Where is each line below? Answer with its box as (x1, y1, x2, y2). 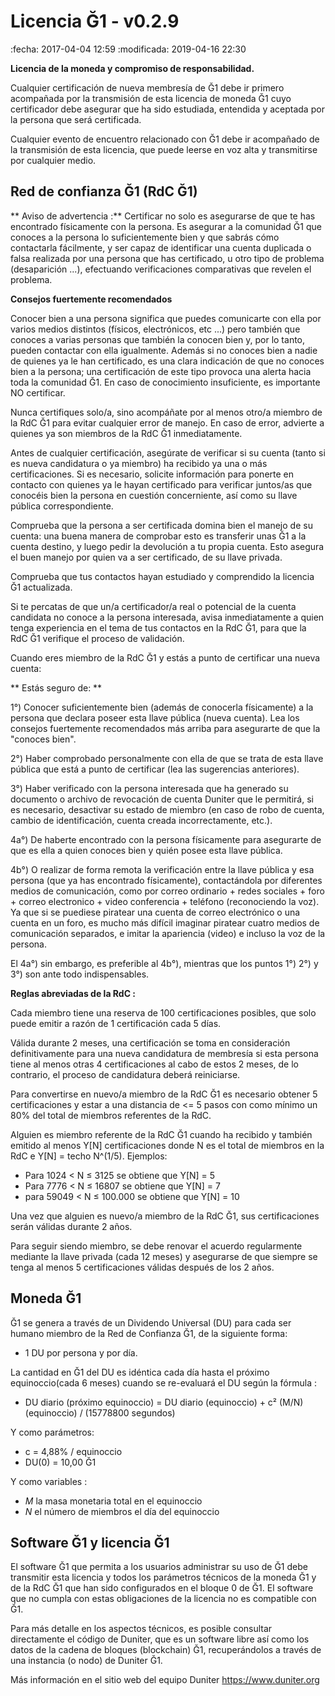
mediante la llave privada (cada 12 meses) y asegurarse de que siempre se (10, 1250, 318, 1262)
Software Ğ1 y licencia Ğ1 (10, 1534, 170, 1551)
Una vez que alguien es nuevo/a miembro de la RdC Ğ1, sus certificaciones (10, 1210, 320, 1222)
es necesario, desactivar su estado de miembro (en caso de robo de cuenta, (10, 803, 325, 815)
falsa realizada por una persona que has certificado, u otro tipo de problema (10, 252, 325, 264)
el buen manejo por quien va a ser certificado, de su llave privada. (10, 551, 283, 563)
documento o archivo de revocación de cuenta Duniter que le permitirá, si (10, 793, 314, 805)
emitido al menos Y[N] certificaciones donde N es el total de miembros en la (10, 1139, 325, 1151)
